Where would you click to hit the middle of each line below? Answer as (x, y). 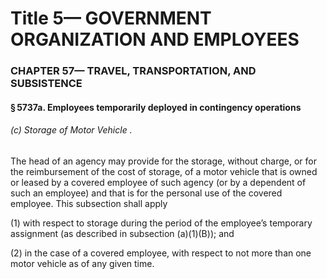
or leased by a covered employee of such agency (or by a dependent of (158, 182)
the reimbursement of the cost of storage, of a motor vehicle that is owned (164, 171)
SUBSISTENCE (46, 84)
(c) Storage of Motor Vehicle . (71, 130)
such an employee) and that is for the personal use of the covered (146, 193)
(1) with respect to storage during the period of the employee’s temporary (161, 223)
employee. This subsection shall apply (89, 203)
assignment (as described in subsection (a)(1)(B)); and (122, 233)
